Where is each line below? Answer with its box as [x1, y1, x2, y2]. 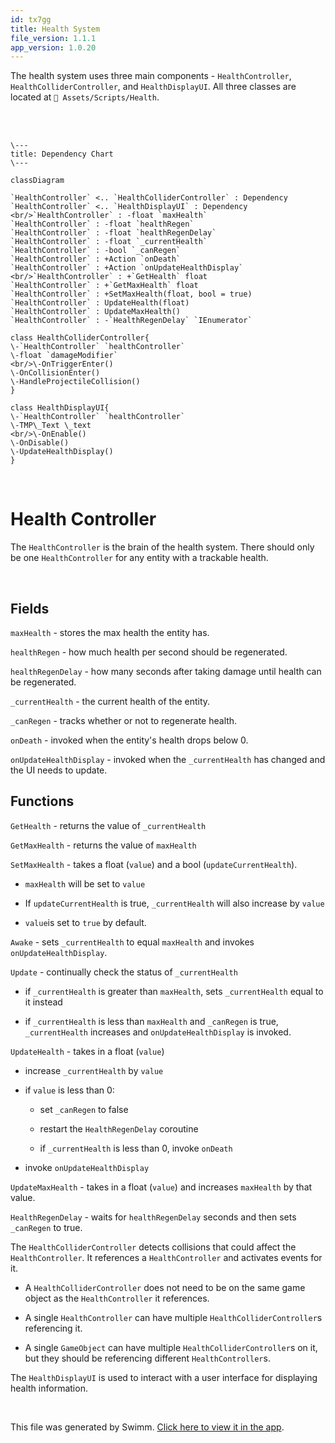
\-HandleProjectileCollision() [10, 377, 141, 387]
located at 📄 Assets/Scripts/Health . [10, 91, 160, 103]
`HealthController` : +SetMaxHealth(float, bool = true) [10, 289, 253, 300]
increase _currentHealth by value [24, 1064, 164, 1076]
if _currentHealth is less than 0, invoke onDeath [39, 1142, 233, 1154]
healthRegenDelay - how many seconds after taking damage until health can [10, 666, 322, 677]
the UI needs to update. [10, 764, 108, 776]
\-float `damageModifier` [10, 351, 118, 361]
